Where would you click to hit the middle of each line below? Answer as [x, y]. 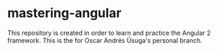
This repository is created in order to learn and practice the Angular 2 [109, 33]
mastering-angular [64, 13]
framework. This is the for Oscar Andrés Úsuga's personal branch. [105, 40]
